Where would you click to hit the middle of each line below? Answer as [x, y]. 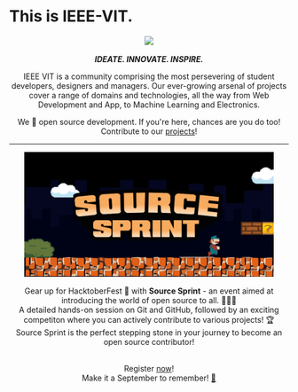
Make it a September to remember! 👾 [149, 378]
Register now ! [149, 368]
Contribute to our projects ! [149, 131]
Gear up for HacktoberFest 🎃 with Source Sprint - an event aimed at [149, 291]
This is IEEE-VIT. [71, 16]
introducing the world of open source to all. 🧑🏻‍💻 [149, 300]
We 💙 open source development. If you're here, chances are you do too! [149, 122]
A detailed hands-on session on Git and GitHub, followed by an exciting [149, 310]
